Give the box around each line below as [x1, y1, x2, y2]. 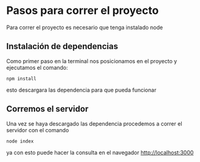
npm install [6, 75, 36, 82]
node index [6, 138, 34, 144]
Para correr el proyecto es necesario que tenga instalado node [6, 24, 163, 31]
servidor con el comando [6, 126, 69, 133]
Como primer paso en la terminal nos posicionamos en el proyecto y [6, 57, 178, 64]
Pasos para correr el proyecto [6, 4, 159, 18]
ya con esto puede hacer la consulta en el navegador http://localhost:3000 [6, 149, 194, 156]
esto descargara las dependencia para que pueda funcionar [6, 86, 157, 93]
